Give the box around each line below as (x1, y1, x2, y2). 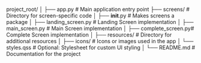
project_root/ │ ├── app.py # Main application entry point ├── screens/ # (6, 6, 190, 13)
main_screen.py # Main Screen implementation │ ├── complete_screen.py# (6, 25, 194, 32)
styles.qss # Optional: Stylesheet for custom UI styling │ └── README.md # (6, 44, 196, 51)
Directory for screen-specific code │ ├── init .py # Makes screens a (6, 12, 175, 19)
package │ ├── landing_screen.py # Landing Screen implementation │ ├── (6, 19, 194, 25)
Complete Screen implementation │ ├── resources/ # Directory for (6, 31, 172, 38)
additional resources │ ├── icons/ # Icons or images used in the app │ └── (6, 38, 194, 44)
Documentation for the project (6, 50, 81, 57)
